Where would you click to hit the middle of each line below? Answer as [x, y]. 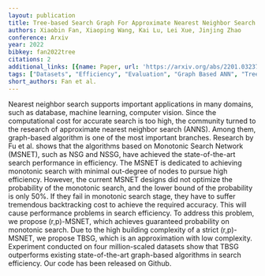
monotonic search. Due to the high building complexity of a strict [114, 229]
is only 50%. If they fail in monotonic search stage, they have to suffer [122, 196]
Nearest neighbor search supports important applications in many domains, [131, 104]
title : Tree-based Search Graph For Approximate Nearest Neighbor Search [132, 23]
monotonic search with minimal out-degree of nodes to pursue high [118, 171]
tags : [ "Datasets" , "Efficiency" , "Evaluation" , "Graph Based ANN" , [123, 74]
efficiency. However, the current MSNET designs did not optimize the [120, 179]
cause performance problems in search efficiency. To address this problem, [131, 213]
